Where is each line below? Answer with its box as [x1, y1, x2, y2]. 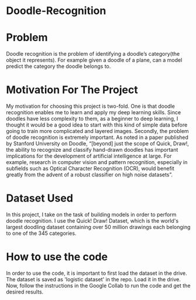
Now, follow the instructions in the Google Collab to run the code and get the [6, 282, 191, 289]
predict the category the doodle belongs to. [6, 63, 111, 70]
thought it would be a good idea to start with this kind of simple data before [6, 121, 188, 128]
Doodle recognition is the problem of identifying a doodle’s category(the [6, 50, 180, 57]
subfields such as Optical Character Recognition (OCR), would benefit [6, 165, 174, 172]
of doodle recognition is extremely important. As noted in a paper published [6, 134, 189, 141]
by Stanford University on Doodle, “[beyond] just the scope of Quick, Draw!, [6, 140, 189, 147]
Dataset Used [6, 192, 73, 205]
